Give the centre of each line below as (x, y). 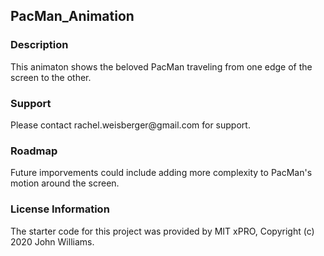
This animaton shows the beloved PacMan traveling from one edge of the (161, 66)
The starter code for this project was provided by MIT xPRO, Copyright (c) (162, 231)
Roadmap (34, 151)
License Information (60, 209)
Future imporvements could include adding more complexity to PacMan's (161, 173)
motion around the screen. (65, 183)
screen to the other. (51, 77)
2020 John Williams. (52, 241)
